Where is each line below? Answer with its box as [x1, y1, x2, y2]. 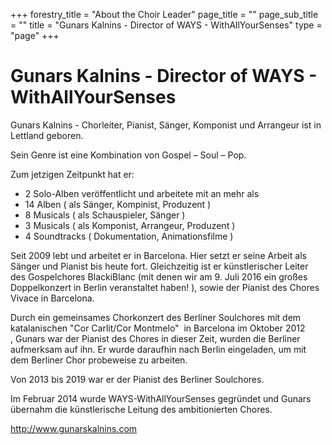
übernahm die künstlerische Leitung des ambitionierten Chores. [10, 403, 273, 415]
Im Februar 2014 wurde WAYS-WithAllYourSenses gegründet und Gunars [10, 392, 312, 404]
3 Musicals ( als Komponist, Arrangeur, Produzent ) [24, 219, 236, 231]
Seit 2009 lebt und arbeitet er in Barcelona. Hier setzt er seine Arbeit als [10, 249, 307, 261]
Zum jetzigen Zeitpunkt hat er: [10, 168, 135, 180]
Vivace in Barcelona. [10, 292, 95, 304]
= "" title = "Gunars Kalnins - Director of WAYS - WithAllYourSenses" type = [10, 19, 323, 31]
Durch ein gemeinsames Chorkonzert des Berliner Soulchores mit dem [10, 311, 302, 323]
